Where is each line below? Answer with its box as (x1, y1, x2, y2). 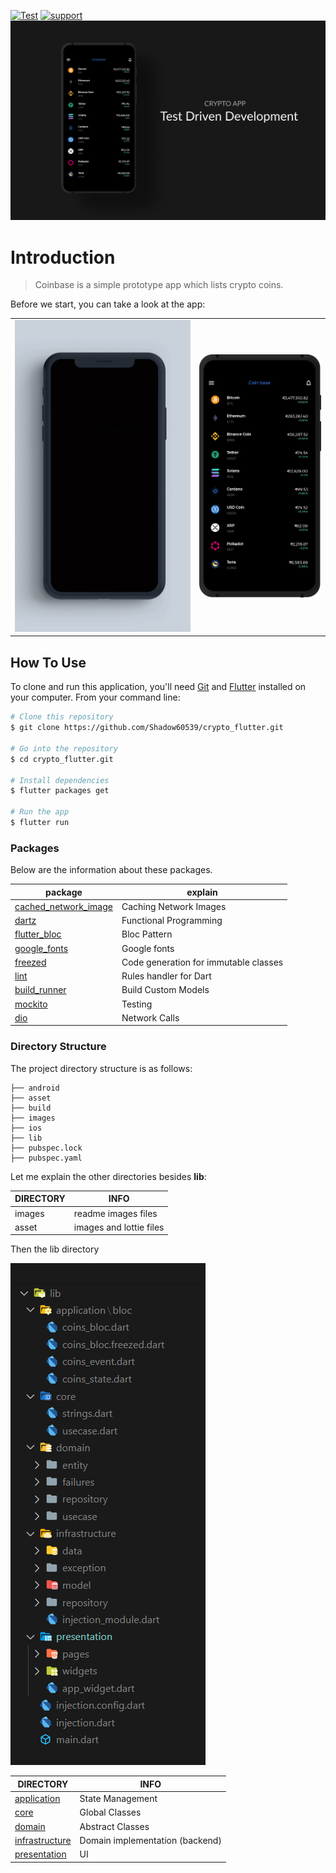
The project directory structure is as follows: (10, 1062, 193, 1074)
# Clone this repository (10, 712, 114, 722)
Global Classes (79, 1806, 142, 1819)
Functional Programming (121, 915, 223, 927)
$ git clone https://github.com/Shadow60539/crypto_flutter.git (10, 723, 284, 733)
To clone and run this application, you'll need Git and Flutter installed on (10, 681, 307, 693)
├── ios (10, 1123, 43, 1133)
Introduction (10, 246, 116, 269)
